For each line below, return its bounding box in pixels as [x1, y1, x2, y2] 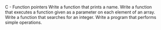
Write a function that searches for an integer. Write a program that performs [5, 15, 157, 20]
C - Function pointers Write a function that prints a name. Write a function [5, 4, 152, 10]
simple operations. [5, 19, 42, 25]
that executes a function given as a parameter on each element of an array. [5, 9, 155, 15]
